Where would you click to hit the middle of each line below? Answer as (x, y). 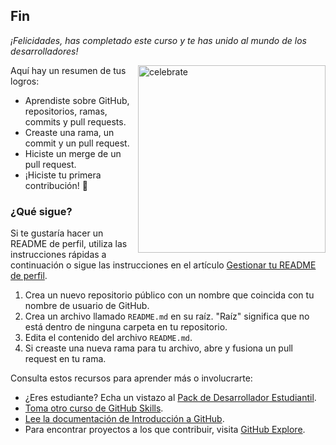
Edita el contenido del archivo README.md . (108, 338)
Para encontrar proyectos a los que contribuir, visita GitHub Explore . (165, 430)
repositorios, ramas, (66, 111)
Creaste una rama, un (69, 132)
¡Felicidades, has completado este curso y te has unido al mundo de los (158, 40)
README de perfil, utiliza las (69, 244)
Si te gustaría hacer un (57, 233)
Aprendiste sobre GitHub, (77, 100)
